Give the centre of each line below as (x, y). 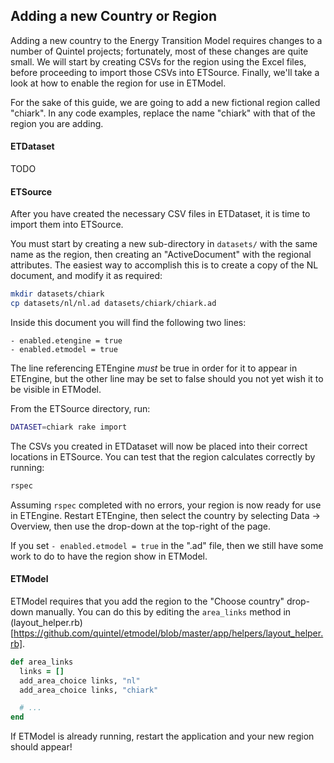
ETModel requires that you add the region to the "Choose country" (147, 601)
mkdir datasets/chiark (57, 294)
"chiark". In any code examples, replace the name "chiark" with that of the (163, 113)
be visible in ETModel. (56, 389)
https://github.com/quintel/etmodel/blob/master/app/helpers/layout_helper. (168, 633)
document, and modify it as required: (86, 276)
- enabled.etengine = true (66, 340)
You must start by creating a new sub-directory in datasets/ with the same (164, 244)
